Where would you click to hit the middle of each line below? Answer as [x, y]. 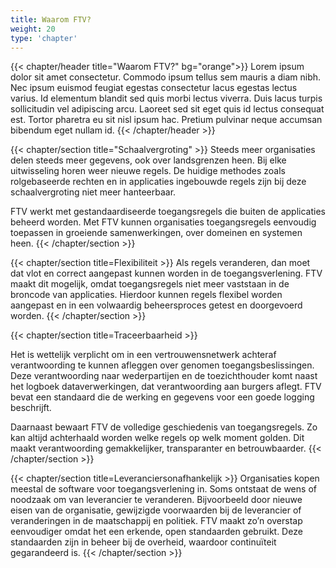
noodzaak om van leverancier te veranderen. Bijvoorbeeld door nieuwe [156, 500]
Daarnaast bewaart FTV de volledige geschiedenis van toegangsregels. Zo [164, 427]
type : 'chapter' [44, 38]
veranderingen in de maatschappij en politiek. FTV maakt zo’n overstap [156, 521]
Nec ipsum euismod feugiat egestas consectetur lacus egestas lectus [154, 88]
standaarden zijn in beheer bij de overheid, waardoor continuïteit [143, 542]
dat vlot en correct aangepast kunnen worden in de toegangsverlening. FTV [166, 273]
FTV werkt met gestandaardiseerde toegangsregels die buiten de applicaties [168, 212]
